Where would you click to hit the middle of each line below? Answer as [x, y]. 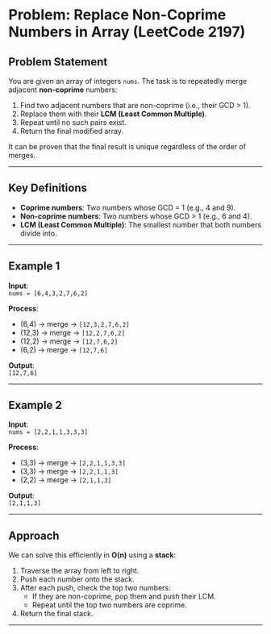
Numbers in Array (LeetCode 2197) [127, 32]
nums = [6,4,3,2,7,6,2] [48, 293]
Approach [34, 535]
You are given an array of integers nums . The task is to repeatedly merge [128, 81]
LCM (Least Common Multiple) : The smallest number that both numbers [141, 224]
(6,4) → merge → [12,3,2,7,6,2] [75, 323]
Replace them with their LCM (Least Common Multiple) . [113, 114]
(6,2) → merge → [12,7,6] [64, 349]
